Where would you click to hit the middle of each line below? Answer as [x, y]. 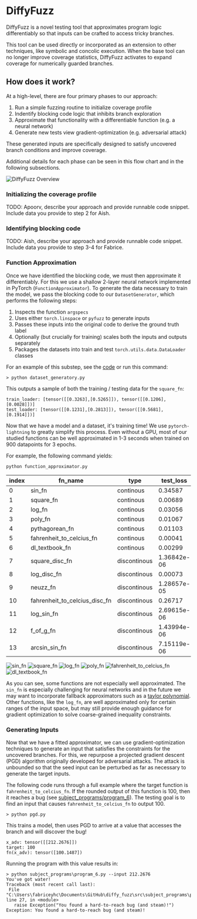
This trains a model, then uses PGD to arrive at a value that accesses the [94, 825]
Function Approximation [41, 262]
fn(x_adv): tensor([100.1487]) [44, 853]
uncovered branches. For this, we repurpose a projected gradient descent [95, 755]
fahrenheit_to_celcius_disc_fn [71, 600]
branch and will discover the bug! [46, 832]
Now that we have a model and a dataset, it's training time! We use [86, 425]
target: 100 [21, 847]
